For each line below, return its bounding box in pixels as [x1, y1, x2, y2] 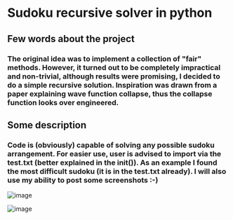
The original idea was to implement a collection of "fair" [7, 54, 202, 64]
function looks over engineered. [7, 97, 119, 107]
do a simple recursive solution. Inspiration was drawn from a [7, 80, 218, 90]
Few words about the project [7, 33, 135, 45]
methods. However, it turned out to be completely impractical [7, 62, 221, 72]
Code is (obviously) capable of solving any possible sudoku [7, 140, 215, 150]
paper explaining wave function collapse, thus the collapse [7, 89, 213, 99]
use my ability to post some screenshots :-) [7, 175, 159, 185]
